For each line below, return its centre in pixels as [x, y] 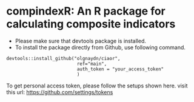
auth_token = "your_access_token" [120, 69]
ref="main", [92, 64]
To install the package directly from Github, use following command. [100, 47]
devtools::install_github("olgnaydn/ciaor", [63, 58]
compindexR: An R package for [86, 11]
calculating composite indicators [91, 24]
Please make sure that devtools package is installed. [81, 41]
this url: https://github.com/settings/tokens [60, 92]
